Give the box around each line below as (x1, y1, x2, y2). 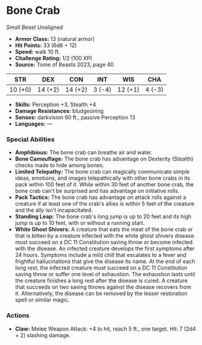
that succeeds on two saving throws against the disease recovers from (14, 283, 192, 291)
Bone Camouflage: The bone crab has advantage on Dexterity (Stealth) (14, 155, 194, 163)
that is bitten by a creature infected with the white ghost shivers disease (14, 232, 194, 239)
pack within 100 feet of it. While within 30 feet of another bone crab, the (14, 181, 194, 188)
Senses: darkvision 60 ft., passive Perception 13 (14, 113, 136, 121)
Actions (6, 311, 30, 320)
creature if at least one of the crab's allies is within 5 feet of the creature (14, 200, 195, 207)
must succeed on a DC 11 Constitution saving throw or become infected (14, 239, 193, 246)
